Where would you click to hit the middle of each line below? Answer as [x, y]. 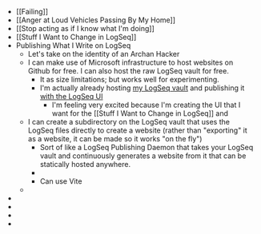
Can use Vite [61, 181]
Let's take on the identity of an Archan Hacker [104, 54]
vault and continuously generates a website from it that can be [143, 156]
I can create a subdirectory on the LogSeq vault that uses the [129, 122]
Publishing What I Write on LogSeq [73, 46]
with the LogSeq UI [71, 96]
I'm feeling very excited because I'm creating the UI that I [146, 105]
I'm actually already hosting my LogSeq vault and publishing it [142, 88]
